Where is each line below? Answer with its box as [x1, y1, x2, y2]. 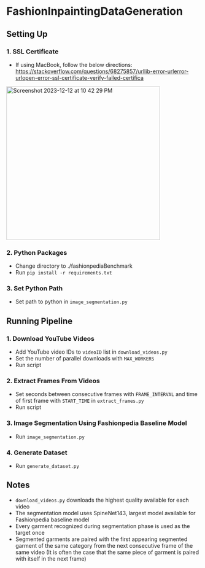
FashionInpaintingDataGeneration [6, 4, 183, 18]
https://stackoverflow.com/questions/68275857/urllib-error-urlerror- [15, 68, 189, 75]
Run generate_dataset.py [15, 462, 80, 470]
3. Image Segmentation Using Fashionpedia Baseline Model [6, 419, 187, 427]
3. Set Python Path [6, 284, 63, 293]
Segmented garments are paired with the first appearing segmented [15, 535, 188, 543]
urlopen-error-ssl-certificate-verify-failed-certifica [15, 74, 144, 81]
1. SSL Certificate [6, 47, 59, 56]
